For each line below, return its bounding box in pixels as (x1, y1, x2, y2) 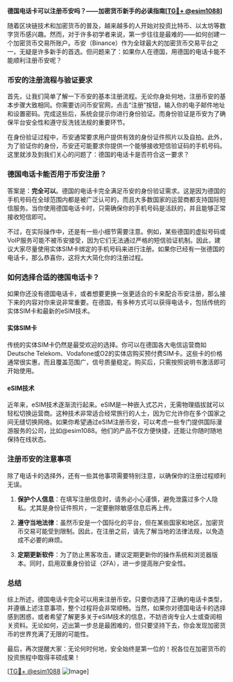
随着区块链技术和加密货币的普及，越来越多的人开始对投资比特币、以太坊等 (7, 22, 220, 30)
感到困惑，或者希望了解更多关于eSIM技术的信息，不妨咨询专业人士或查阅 (7, 612, 216, 620)
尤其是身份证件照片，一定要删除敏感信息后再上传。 (29, 503, 175, 512)
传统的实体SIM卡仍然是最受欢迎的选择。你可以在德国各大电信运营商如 (7, 341, 207, 349)
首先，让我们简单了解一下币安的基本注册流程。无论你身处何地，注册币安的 (7, 92, 220, 101)
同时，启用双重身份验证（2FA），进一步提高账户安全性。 (29, 559, 189, 568)
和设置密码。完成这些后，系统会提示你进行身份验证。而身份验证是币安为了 (7, 110, 220, 118)
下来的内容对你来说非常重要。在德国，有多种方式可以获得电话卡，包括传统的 (7, 298, 226, 306)
